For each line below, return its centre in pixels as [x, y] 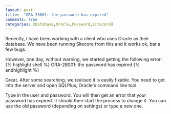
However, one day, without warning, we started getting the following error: [84, 60]
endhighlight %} [22, 70]
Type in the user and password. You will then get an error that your [76, 95]
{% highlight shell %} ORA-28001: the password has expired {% [72, 65]
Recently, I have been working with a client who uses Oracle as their [77, 39]
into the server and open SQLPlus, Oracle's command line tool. [72, 85]
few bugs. [16, 49]
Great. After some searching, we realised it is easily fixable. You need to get [85, 80]
